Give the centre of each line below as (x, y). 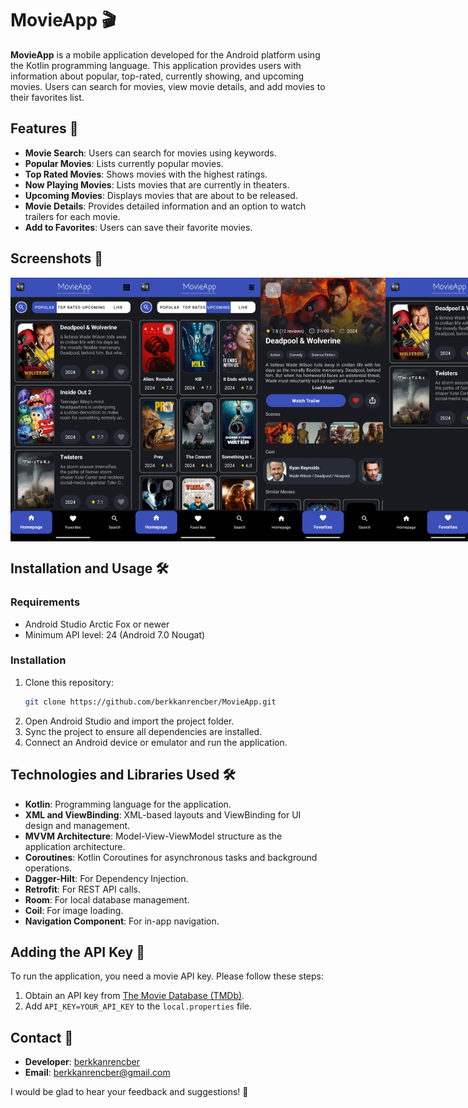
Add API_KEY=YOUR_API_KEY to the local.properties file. (138, 1006)
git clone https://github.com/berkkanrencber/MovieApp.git (150, 702)
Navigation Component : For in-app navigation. (122, 921)
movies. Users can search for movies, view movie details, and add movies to (168, 86)
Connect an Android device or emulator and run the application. (156, 742)
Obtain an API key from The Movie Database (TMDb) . (134, 996)
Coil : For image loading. (74, 910)
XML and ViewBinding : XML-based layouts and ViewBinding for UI (163, 814)
